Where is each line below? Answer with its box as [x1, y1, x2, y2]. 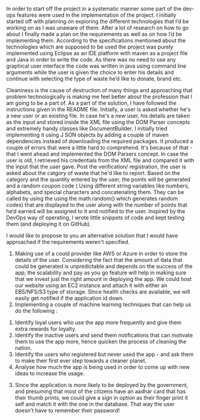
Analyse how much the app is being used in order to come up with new [14, 364, 190, 370]
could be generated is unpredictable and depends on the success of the [14, 263, 193, 270]
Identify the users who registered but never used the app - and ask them [14, 350, 194, 358]
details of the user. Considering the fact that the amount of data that [14, 256, 183, 263]
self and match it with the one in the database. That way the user [14, 401, 175, 407]
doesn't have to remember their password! [14, 407, 120, 414]
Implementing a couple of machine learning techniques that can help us [14, 301, 192, 308]
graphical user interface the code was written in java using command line [6, 62, 187, 70]
